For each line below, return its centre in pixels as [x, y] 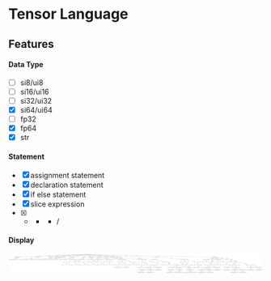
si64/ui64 [36, 109]
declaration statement [67, 185]
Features [31, 44]
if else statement [58, 194]
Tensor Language [68, 14]
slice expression [57, 204]
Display [21, 241]
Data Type [26, 65]
